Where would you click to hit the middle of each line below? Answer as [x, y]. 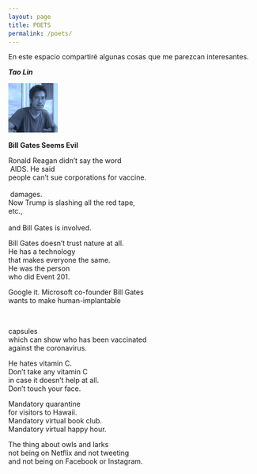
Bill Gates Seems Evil [43, 146]
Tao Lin [21, 72]
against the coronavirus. [47, 348]
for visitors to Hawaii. [43, 412]
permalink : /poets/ [40, 33]
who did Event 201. [39, 277]
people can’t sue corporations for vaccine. [77, 177]
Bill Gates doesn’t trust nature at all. [66, 243]
